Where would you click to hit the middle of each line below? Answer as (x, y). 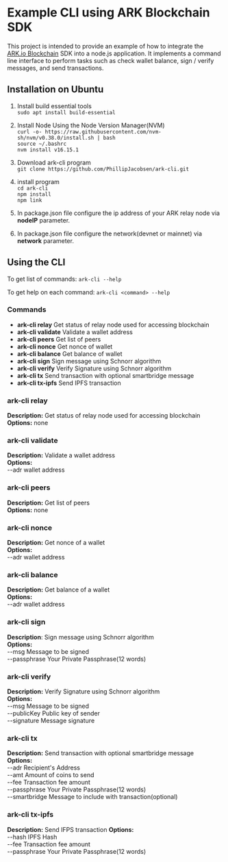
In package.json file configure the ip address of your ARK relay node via (118, 213)
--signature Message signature (51, 720)
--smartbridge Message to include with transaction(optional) (92, 797)
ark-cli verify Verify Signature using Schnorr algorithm (94, 368)
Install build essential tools (54, 106)
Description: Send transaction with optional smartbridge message (100, 753)
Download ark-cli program (54, 162)
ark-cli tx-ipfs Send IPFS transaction (69, 383)
